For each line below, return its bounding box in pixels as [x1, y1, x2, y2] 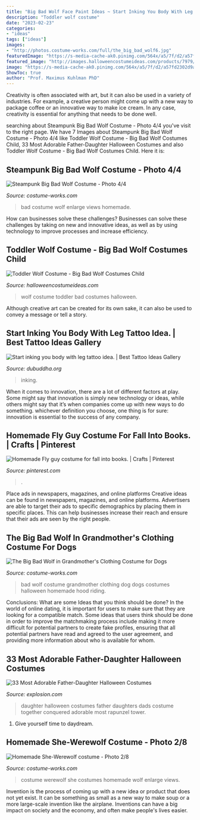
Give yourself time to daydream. [14, 720, 93, 727]
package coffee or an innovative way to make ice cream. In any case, [6, 104, 176, 111]
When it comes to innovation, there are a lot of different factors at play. [6, 388, 180, 395]
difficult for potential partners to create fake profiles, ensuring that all [6, 624, 176, 631]
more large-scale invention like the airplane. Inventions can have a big [6, 800, 178, 807]
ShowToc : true [6, 70, 42, 76]
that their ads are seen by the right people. [6, 516, 111, 523]
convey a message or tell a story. [6, 311, 87, 318]
